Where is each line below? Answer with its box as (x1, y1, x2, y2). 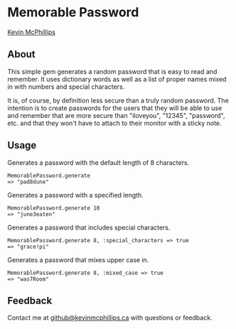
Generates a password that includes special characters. (7, 223, 171, 232)
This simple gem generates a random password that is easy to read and (7, 67, 218, 75)
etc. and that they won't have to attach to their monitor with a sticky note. (7, 119, 222, 127)
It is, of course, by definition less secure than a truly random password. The (7, 96, 229, 104)
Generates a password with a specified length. (7, 190, 144, 199)
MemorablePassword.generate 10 (7, 204, 100, 212)
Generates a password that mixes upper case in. (7, 255, 149, 264)
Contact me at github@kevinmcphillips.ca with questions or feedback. (7, 313, 213, 322)
